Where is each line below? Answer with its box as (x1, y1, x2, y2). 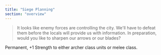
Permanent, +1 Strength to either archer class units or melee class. (5, 44, 138, 50)
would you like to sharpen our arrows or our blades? (16, 35, 121, 41)
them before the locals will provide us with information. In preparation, (16, 30, 157, 36)
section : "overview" (5, 12, 47, 16)
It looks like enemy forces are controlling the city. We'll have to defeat (16, 25, 156, 30)
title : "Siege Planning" (5, 7, 55, 12)
